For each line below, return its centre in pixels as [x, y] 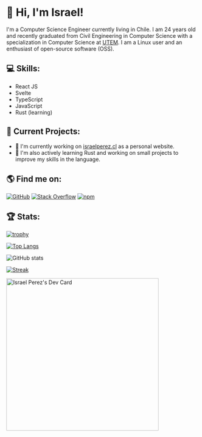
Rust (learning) [34, 112]
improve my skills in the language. [57, 159]
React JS [26, 86]
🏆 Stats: [23, 217]
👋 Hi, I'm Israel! [45, 12]
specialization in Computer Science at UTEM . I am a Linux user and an [94, 42]
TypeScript [29, 99]
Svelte [23, 93]
